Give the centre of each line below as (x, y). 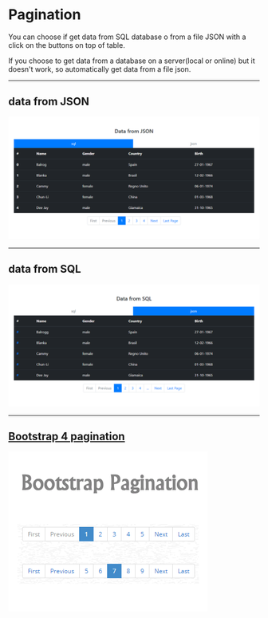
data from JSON (49, 102)
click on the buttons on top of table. (67, 45)
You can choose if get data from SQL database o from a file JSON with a (127, 37)
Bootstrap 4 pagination (67, 437)
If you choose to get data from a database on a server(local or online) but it (132, 61)
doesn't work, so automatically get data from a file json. (100, 69)
